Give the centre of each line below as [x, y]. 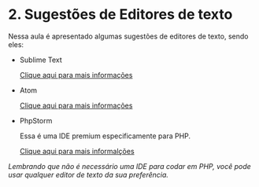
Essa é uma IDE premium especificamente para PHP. [105, 136]
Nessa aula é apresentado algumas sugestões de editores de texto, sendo [128, 36]
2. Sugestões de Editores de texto [120, 15]
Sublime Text [41, 60]
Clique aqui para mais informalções [77, 151]
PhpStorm [36, 120]
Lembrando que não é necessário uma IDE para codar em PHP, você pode [130, 166]
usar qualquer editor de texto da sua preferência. [89, 174]
